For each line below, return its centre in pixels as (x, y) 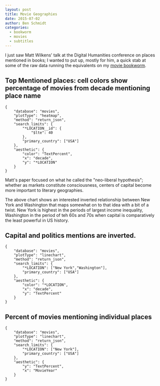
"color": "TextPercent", (48, 154)
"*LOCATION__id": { (42, 128)
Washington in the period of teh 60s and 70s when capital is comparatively (80, 215)
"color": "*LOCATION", (45, 285)
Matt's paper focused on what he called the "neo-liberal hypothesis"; (74, 180)
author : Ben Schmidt (26, 23)
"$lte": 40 (42, 132)
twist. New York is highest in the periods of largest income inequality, (74, 210)
